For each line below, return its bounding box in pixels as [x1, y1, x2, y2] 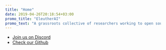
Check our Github [12, 40, 48, 46]
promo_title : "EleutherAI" [5, 16, 61, 21]
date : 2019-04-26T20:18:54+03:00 [5, 12, 74, 17]
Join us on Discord [12, 34, 51, 40]
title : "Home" [5, 7, 35, 12]
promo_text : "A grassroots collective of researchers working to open [5, 21, 154, 26]
